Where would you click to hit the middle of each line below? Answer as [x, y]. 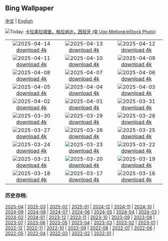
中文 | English [19, 21]
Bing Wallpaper [29, 8]
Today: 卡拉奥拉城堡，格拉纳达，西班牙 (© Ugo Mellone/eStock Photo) [83, 32]
